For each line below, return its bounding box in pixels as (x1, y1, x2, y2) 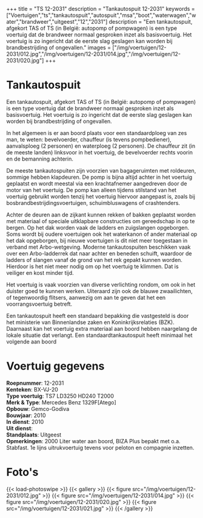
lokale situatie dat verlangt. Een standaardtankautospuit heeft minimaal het (6, 331, 193, 339)
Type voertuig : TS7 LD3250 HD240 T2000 (6, 392, 114, 399)
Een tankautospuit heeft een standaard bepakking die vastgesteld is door (6, 312, 189, 319)
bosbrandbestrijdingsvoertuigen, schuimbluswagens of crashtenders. (6, 199, 181, 206)
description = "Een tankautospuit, (108, 18, 193, 25)
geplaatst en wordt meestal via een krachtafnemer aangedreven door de (6, 179, 187, 187)
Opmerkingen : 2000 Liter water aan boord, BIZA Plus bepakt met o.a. (6, 437, 181, 444)
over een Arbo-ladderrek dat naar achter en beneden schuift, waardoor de (6, 249, 192, 257)
